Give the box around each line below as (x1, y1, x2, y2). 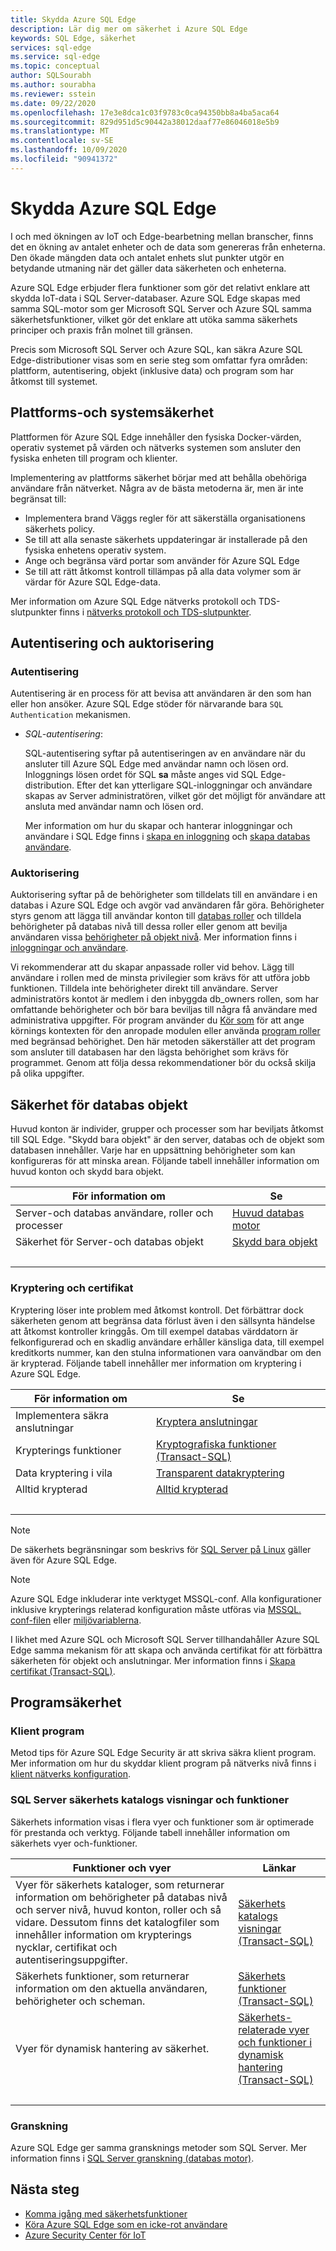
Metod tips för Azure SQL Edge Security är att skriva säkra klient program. (10, 1747, 317, 1759)
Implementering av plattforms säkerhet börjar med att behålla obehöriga (10, 471, 307, 483)
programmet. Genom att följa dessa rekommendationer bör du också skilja (10, 1057, 317, 1069)
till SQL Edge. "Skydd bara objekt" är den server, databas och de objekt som (10, 1134, 325, 1146)
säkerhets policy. (24, 522, 96, 535)
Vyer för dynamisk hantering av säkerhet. (15, 2041, 210, 2055)
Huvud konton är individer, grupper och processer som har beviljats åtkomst (10, 1123, 324, 1135)
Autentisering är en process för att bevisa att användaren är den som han (10, 687, 312, 700)
